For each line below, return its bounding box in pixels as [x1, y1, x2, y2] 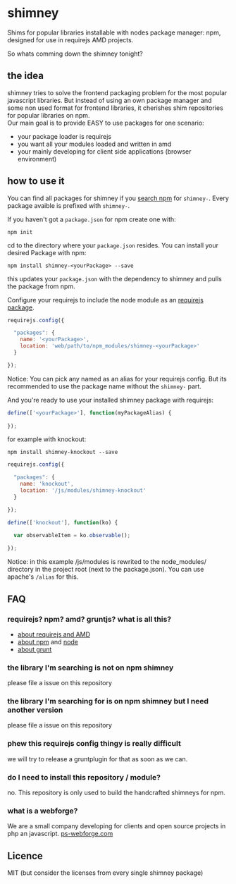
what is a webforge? [7, 806, 78, 816]
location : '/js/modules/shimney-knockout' [20, 487, 147, 494]
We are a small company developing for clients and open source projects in [7, 822, 226, 830]
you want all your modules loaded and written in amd [17, 140, 172, 148]
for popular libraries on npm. [7, 111, 90, 119]
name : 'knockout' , [20, 481, 74, 488]
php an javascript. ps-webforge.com [7, 830, 113, 838]
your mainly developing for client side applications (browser [17, 147, 192, 156]
